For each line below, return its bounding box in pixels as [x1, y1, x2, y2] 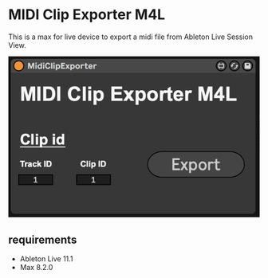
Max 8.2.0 [19, 263, 53, 272]
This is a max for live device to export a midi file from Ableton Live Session [8, 32, 254, 41]
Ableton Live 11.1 [19, 254, 73, 264]
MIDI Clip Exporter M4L [8, 6, 166, 24]
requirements [8, 233, 77, 246]
